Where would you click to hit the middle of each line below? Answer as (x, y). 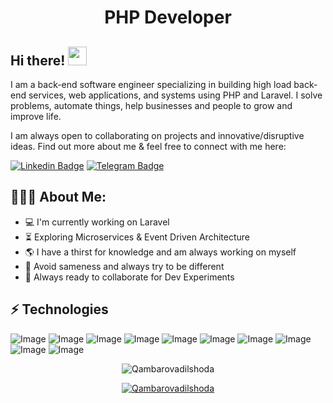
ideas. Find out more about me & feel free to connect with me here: (148, 146)
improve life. (36, 116)
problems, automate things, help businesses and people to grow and (151, 105)
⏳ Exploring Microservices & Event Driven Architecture (137, 237)
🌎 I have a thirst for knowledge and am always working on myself (160, 252)
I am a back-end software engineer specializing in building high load (151, 84)
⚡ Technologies (59, 309)
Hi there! (38, 60)
